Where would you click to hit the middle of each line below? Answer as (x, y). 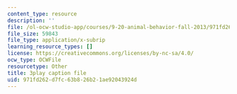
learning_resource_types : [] (50, 47)
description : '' (31, 20)
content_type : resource (42, 14)
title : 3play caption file (47, 73)
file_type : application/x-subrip (56, 40)
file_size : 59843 (33, 34)
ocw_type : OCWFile (34, 60)
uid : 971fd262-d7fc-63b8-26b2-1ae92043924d (72, 80)
